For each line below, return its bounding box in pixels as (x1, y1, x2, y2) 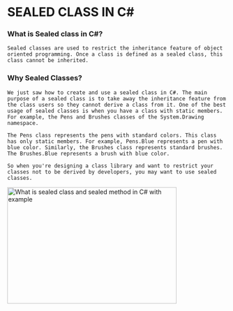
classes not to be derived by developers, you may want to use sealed (7, 168, 217, 175)
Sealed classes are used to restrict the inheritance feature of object (7, 45, 223, 52)
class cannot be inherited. (7, 57, 89, 64)
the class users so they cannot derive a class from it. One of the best (7, 101, 227, 108)
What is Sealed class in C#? (7, 29, 103, 39)
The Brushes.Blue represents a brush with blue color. (7, 150, 170, 157)
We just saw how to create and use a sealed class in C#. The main (7, 89, 208, 96)
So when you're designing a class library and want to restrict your (7, 162, 214, 169)
